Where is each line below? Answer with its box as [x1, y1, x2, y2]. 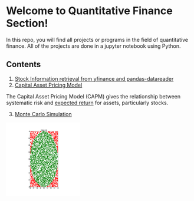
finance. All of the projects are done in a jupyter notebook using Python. [6, 42, 181, 50]
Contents [6, 60, 41, 70]
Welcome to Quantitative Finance [6, 4, 173, 18]
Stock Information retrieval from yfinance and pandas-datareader [14, 75, 174, 82]
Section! [6, 17, 48, 30]
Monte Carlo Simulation [14, 110, 72, 117]
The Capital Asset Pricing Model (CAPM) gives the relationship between [6, 93, 181, 100]
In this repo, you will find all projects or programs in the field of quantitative [6, 36, 189, 43]
